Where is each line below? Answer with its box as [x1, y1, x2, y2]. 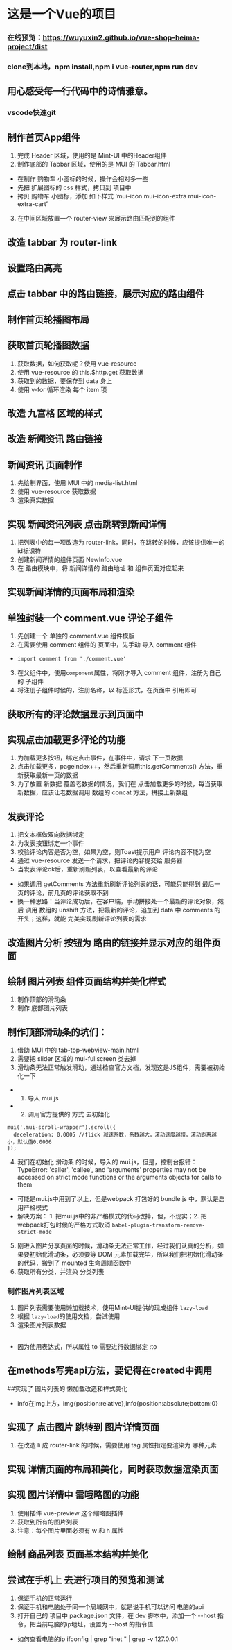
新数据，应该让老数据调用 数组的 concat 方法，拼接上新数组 [17, 788, 188, 797]
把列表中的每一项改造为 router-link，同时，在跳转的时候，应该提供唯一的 [17, 538, 225, 546]
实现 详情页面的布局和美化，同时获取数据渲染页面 [7, 1463, 219, 1475]
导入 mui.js [27, 1094, 59, 1103]
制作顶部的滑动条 [17, 995, 66, 1003]
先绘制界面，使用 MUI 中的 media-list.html [17, 479, 138, 487]
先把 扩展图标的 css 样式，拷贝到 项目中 [17, 183, 132, 192]
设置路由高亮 [7, 262, 62, 274]
